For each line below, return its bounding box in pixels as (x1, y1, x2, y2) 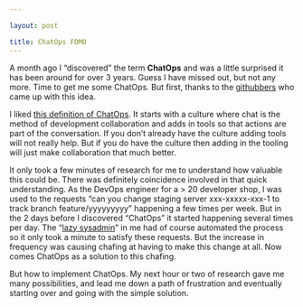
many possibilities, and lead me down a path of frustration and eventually (9, 277, 282, 289)
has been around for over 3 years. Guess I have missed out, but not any (9, 71, 276, 82)
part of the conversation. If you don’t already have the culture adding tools (9, 127, 287, 138)
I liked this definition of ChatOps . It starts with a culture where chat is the (9, 108, 281, 119)
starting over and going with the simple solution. (9, 287, 189, 298)
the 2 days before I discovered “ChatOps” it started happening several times (9, 212, 294, 223)
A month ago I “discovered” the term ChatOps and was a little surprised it (9, 62, 284, 73)
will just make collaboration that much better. (9, 146, 176, 158)
